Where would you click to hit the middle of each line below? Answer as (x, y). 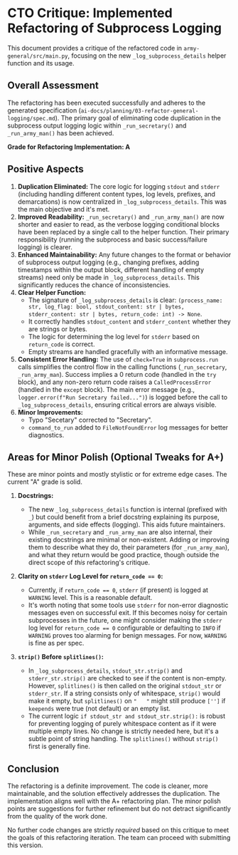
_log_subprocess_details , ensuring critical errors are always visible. (117, 405)
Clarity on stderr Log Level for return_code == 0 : (90, 576)
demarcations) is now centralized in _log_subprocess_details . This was (122, 202)
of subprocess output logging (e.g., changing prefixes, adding (108, 262)
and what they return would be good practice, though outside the (124, 555)
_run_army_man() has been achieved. (61, 133)
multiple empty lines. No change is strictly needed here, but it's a (123, 731)
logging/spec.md (31, 118)
